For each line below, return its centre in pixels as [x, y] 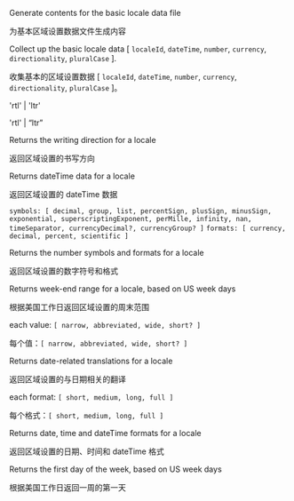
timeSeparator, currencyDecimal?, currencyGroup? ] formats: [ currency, [147, 228]
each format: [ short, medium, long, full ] [91, 397]
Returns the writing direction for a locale [83, 140]
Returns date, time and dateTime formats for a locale [105, 433]
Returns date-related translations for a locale [91, 361]
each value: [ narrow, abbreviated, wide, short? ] [105, 325]
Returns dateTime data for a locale [72, 176]
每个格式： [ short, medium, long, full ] [87, 415]
